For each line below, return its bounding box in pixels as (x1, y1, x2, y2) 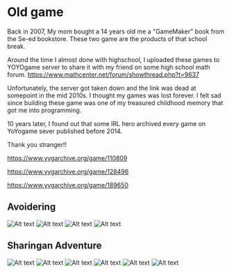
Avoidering (7, 201, 56, 213)
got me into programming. (7, 106, 82, 114)
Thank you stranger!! (7, 140, 67, 148)
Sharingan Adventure (7, 240, 102, 251)
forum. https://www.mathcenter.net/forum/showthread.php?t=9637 (7, 70, 200, 79)
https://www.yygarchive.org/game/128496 (7, 167, 129, 175)
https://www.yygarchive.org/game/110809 (7, 154, 128, 162)
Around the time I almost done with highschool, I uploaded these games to (7, 55, 220, 63)
